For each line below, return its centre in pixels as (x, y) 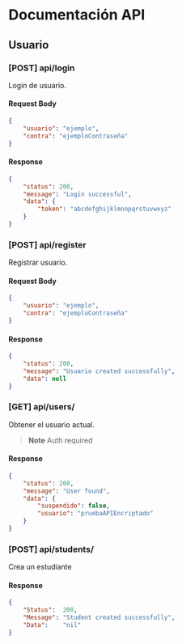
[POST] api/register (47, 244)
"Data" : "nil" (52, 625)
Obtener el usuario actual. (51, 424)
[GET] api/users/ (42, 407)
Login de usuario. (38, 85)
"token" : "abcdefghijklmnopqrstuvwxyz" (105, 209)
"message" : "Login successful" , (77, 194)
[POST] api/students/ (51, 549)
